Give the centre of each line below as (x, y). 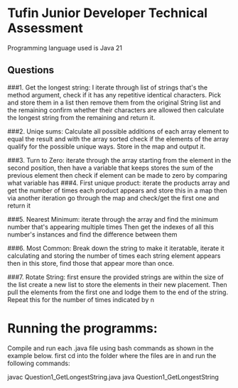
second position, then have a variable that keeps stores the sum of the (110, 168)
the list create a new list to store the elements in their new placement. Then (117, 284)
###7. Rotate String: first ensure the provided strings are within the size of (115, 277)
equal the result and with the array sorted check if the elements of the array (118, 139)
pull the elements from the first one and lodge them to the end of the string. (118, 292)
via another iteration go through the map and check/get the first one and (113, 198)
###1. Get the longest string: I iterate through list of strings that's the (108, 87)
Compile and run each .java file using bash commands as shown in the (111, 348)
